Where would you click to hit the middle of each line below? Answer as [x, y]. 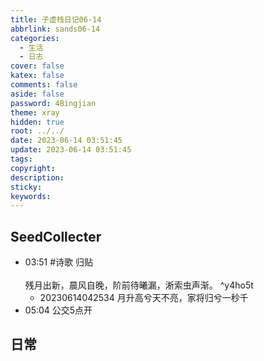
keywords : [31, 196]
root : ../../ [37, 131]
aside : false [37, 94]
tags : [21, 159]
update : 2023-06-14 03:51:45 [71, 150]
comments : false [44, 85]
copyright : [33, 168]
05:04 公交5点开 [58, 310]
